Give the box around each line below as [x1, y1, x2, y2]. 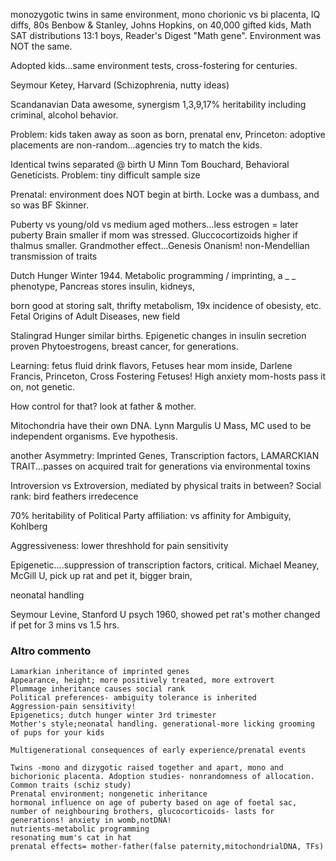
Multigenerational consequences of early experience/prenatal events [10, 745, 307, 756]
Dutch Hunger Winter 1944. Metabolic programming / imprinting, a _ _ [10, 270, 297, 281]
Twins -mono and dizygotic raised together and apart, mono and [10, 763, 284, 773]
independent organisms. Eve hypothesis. [10, 430, 178, 442]
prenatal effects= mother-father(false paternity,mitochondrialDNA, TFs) [10, 842, 325, 852]
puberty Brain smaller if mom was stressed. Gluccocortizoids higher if [10, 229, 299, 241]
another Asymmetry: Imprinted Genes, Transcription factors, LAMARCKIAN [10, 450, 320, 461]
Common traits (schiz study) [10, 780, 132, 791]
